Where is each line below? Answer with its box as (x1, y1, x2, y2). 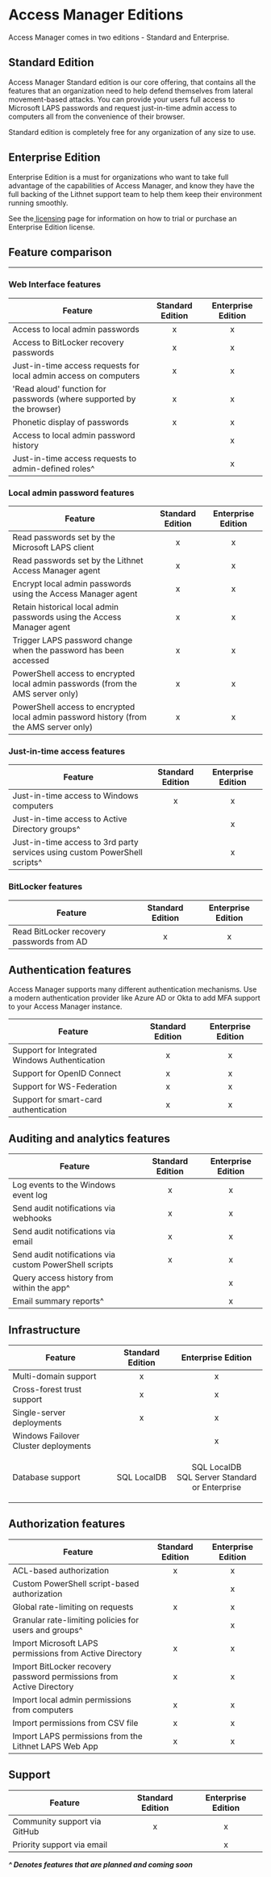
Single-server (12, 1407, 66, 1418)
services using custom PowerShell (12, 846, 143, 858)
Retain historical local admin (12, 601, 119, 612)
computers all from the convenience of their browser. (8, 111, 186, 121)
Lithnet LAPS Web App (12, 1741, 98, 1752)
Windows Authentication (12, 1055, 106, 1066)
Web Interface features (8, 279, 102, 290)
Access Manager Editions (8, 6, 184, 24)
